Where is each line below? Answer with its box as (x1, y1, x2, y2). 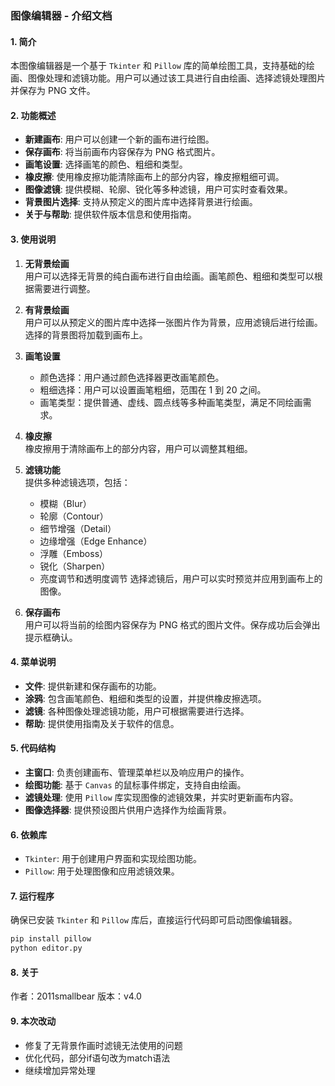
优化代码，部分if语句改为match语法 (24, 1052, 171, 1064)
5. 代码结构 (10, 742, 56, 754)
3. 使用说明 (10, 233, 57, 245)
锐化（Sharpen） (39, 560, 111, 572)
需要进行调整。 (33, 282, 96, 294)
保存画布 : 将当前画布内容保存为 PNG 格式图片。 (24, 146, 221, 158)
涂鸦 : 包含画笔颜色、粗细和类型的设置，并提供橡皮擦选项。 (24, 692, 267, 704)
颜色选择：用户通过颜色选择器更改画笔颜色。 (39, 371, 225, 383)
